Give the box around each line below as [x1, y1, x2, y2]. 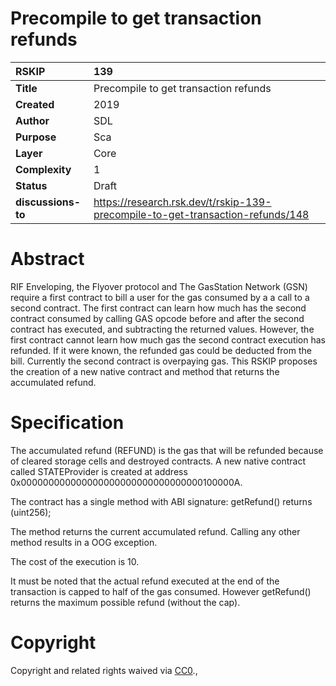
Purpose [15, 130, 57, 144]
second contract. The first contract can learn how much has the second [10, 302, 307, 314]
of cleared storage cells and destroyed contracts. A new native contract [10, 455, 306, 467]
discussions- [15, 195, 82, 209]
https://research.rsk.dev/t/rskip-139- [93, 195, 272, 209]
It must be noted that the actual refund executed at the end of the [10, 575, 280, 587]
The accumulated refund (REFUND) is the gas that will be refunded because [10, 444, 324, 456]
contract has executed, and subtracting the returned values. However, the [10, 323, 315, 335]
